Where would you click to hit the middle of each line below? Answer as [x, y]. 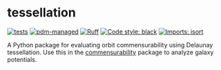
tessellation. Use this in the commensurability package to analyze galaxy [110, 52]
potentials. [22, 59]
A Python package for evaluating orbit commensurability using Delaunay [110, 45]
